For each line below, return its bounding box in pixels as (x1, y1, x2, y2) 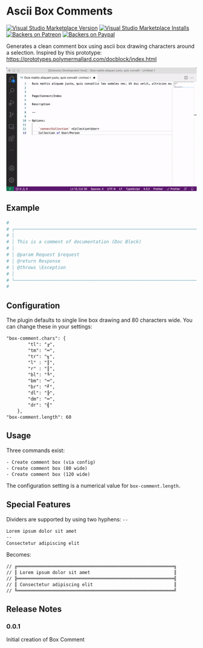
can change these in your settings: (6, 323, 92, 330)
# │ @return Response (6, 258, 61, 264)
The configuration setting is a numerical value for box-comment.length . (6, 482, 181, 489)
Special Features (6, 499, 71, 510)
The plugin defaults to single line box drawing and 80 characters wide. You (6, 316, 193, 324)
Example (6, 203, 40, 213)
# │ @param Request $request (6, 252, 80, 258)
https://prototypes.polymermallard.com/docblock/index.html (6, 55, 157, 62)
